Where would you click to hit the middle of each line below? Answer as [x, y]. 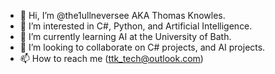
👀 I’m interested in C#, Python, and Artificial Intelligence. [136, 26]
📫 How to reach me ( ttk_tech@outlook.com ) [111, 58]
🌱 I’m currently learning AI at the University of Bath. [125, 36]
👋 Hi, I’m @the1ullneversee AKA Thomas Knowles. [122, 15]
